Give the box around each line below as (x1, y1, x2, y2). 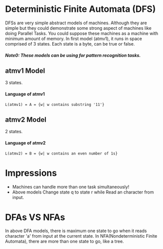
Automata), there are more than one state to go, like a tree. (5, 239, 124, 245)
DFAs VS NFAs (5, 211, 65, 223)
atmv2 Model (5, 115, 47, 124)
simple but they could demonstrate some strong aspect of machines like (5, 25, 152, 31)
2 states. (5, 129, 23, 135)
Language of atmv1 (5, 91, 45, 97)
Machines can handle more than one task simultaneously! (12, 184, 130, 190)
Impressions (5, 167, 57, 179)
